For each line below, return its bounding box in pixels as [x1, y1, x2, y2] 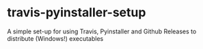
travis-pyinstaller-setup [7, 5, 146, 20]
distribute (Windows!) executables [7, 34, 104, 42]
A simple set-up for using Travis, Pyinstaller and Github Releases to [7, 27, 197, 35]
